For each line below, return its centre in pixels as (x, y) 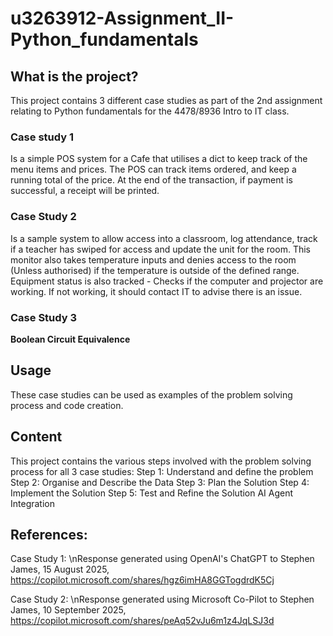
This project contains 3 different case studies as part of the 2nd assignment (166, 100)
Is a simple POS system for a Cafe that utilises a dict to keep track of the (159, 159)
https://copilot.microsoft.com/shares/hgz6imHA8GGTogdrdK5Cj (142, 580)
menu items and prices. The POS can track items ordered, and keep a (153, 169)
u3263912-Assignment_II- (122, 18)
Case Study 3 (44, 317)
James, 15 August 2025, (60, 569)
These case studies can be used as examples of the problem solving (151, 394)
